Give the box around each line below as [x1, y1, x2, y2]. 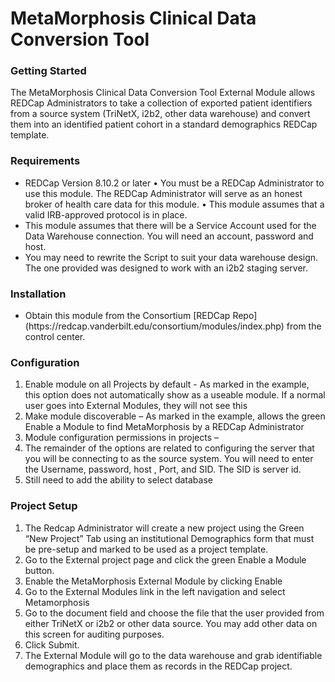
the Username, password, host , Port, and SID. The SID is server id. [24, 463, 302, 476]
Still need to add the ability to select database [24, 474, 213, 486]
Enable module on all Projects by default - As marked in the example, [24, 378, 310, 391]
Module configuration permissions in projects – [24, 432, 219, 444]
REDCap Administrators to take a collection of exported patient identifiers [10, 97, 313, 109]
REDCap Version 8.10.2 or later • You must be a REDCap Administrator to [24, 177, 325, 189]
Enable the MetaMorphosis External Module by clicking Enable [24, 575, 283, 587]
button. [24, 564, 55, 576]
